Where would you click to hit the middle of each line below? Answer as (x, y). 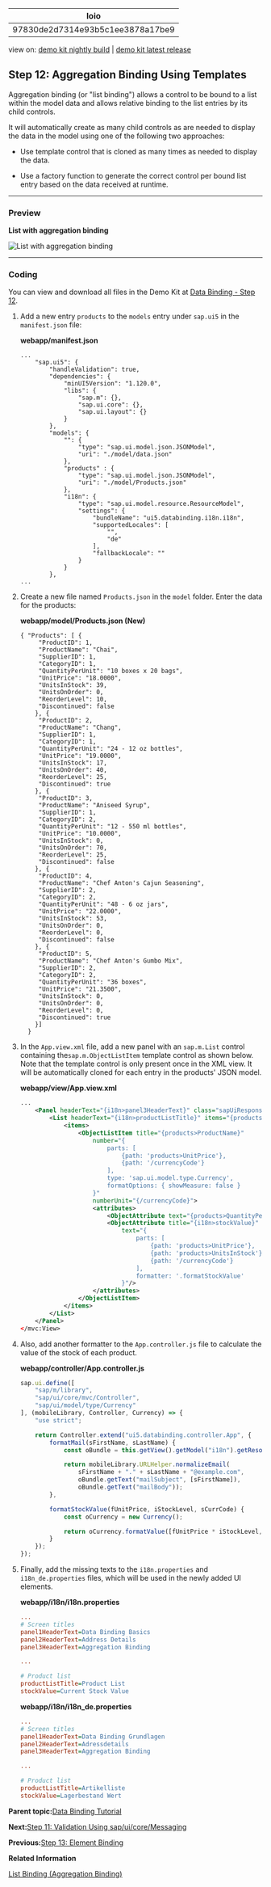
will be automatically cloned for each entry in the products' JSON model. (141, 1072)
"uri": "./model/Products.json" (132, 483)
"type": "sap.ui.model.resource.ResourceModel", (161, 504)
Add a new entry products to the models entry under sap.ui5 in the (129, 316)
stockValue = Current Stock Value (74, 1691)
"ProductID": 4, (65, 876)
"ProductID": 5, (65, 954)
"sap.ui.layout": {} (113, 412)
